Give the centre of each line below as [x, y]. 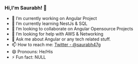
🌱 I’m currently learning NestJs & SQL [49, 23]
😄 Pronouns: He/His [32, 52]
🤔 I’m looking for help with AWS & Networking [57, 34]
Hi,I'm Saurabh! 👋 [26, 8]
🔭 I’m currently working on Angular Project [54, 19]
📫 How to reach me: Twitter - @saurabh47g [56, 45]
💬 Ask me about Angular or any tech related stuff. [61, 39]
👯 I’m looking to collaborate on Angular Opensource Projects [72, 29]
